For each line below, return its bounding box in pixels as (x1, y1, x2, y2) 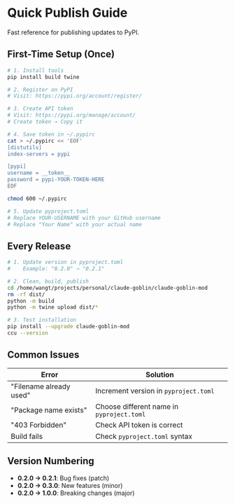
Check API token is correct (95, 420, 183, 430)
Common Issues (7, 349, 80, 361)
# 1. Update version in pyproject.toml (7, 259, 124, 266)
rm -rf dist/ (7, 290, 45, 298)
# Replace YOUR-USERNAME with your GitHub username (7, 214, 161, 221)
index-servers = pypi (7, 150, 71, 157)
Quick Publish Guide (7, 5, 128, 21)
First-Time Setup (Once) (7, 48, 115, 60)
